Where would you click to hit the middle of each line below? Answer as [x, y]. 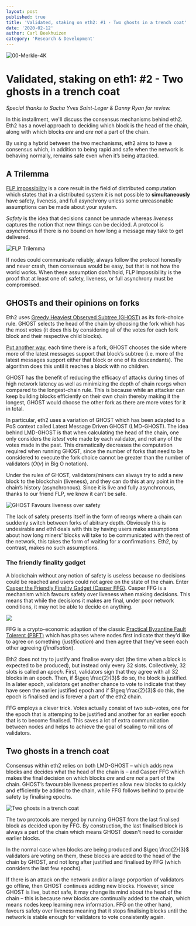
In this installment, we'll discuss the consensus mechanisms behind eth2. [94, 119]
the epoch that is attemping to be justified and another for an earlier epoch [96, 714]
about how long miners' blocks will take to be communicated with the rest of [98, 535]
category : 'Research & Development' [51, 39]
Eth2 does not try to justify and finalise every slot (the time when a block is [96, 659]
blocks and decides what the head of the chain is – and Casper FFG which [96, 772]
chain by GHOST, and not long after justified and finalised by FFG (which [94, 862]
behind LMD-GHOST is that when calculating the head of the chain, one [93, 432]
